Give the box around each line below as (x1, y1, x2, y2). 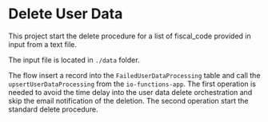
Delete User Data (8, 5, 123, 23)
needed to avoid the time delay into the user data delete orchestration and (8, 87, 253, 96)
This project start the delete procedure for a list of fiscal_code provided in (8, 31, 252, 41)
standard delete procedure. (8, 104, 98, 114)
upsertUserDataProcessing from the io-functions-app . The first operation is (8, 79, 256, 89)
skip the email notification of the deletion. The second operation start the (8, 96, 249, 105)
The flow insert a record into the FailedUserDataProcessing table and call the (8, 70, 261, 80)
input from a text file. (8, 39, 78, 49)
